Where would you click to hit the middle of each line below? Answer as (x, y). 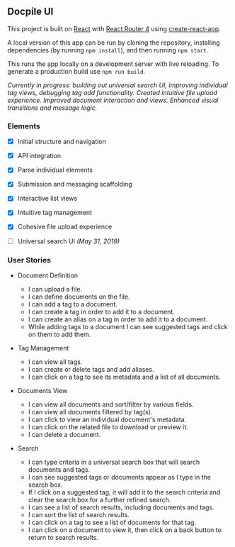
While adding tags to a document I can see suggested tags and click (128, 326)
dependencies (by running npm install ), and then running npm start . (108, 50)
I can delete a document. (64, 434)
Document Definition (47, 275)
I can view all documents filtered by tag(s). (90, 411)
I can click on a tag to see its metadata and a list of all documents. (124, 377)
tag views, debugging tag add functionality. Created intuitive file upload (112, 92)
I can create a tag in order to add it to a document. (101, 311)
